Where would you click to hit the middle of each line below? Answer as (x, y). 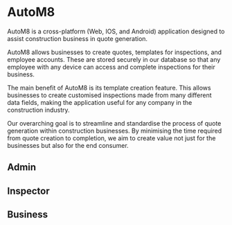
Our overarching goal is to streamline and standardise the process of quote (114, 123)
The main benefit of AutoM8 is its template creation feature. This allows (109, 87)
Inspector (28, 191)
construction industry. (39, 110)
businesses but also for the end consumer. (68, 145)
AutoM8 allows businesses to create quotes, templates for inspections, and (115, 52)
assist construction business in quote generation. (77, 38)
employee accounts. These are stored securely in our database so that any (114, 59)
